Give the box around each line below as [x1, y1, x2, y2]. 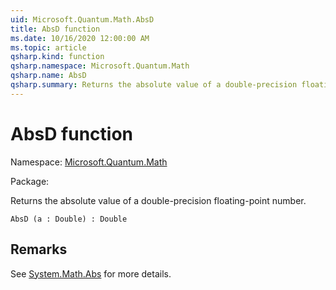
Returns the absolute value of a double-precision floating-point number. [10, 194, 307, 206]
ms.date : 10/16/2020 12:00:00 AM [10, 33, 150, 43]
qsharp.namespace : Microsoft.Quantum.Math [10, 61, 190, 71]
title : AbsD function [10, 24, 101, 34]
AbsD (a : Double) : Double [10, 214, 128, 224]
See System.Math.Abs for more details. [10, 267, 172, 280]
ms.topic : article [10, 42, 87, 53]
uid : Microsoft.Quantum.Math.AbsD [10, 14, 155, 25]
